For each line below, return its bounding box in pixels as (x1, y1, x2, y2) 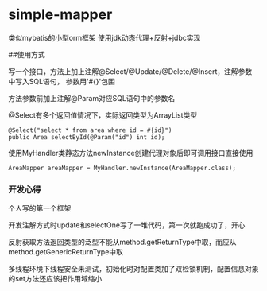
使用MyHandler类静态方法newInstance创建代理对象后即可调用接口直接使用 (8, 148, 253, 157)
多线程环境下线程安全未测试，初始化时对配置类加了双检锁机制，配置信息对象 (8, 264, 259, 274)
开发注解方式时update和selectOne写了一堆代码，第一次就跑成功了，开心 (8, 220, 246, 230)
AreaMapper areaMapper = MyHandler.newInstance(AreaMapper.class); (8, 164, 237, 172)
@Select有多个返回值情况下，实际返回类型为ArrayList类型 (8, 110, 198, 120)
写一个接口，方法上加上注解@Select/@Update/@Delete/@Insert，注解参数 (8, 66, 253, 76)
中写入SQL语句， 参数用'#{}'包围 (8, 76, 115, 86)
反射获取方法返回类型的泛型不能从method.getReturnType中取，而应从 (8, 237, 237, 247)
